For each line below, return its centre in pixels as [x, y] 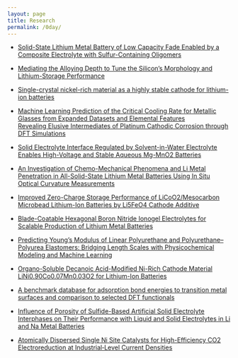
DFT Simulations [41, 134]
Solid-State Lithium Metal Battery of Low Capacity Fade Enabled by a [118, 47]
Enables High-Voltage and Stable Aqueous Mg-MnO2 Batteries [109, 155]
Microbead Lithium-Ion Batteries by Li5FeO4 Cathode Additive [108, 205]
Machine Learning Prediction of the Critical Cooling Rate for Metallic [117, 111]
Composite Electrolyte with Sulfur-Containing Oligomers [100, 55]
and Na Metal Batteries [51, 326]
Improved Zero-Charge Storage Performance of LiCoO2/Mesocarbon [119, 197]
